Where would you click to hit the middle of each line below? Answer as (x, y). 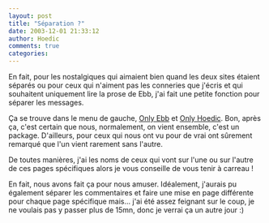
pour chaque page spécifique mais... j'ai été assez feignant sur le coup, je (132, 201)
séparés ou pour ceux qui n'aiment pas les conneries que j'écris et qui (126, 85)
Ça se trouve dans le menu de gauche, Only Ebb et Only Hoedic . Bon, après (135, 118)
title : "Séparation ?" (47, 24)
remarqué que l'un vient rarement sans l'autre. (86, 144)
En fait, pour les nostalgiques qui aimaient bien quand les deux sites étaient (134, 77)
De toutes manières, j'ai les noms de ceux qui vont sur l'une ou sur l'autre (131, 160)
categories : (28, 54)
